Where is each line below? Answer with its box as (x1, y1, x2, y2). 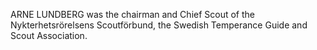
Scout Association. (10, 30, 88, 41)
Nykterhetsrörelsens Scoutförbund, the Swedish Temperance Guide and (10, 19, 308, 31)
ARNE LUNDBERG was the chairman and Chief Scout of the (10, 9, 256, 20)
